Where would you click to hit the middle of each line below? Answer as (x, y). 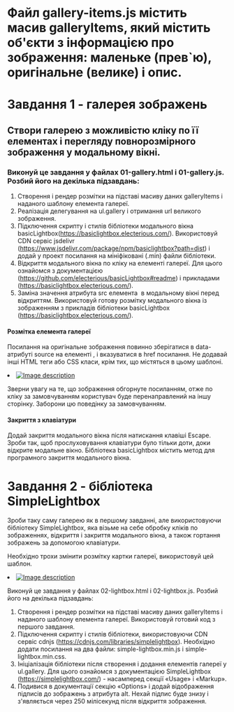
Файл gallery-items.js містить (97, 13)
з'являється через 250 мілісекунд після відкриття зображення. (112, 701)
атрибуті (20, 355)
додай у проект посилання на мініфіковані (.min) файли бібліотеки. (117, 256)
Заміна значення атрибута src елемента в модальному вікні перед (118, 293)
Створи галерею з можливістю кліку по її (103, 130)
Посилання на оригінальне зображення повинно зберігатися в (101, 347)
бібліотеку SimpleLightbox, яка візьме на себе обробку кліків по (103, 528)
